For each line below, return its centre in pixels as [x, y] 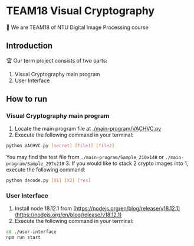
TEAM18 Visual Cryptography [80, 11]
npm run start [24, 238]
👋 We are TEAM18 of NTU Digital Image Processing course [77, 27]
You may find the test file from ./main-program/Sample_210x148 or [85, 157]
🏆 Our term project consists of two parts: [57, 60]
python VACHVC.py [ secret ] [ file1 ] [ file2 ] [60, 146]
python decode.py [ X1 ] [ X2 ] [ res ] [49, 181]
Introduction [29, 46]
